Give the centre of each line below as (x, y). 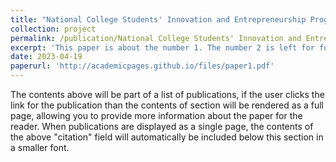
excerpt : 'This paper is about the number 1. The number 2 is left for (162, 47)
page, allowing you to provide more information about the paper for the (156, 115)
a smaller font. (40, 147)
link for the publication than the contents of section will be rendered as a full (167, 105)
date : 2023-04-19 (46, 57)
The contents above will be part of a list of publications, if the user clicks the (167, 94)
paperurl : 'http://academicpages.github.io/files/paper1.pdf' (142, 66)
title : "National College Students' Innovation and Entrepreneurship (158, 19)
